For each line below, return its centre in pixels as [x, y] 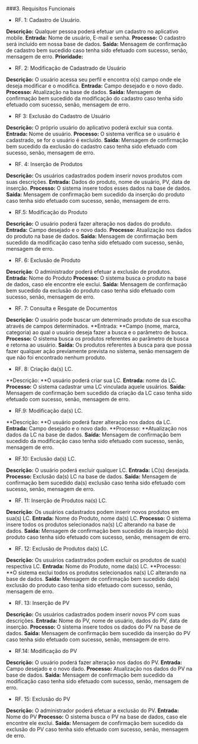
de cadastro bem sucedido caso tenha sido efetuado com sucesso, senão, [97, 50]
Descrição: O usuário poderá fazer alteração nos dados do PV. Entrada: [94, 662]
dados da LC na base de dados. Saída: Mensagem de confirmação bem [94, 435]
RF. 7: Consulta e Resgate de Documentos [66, 308]
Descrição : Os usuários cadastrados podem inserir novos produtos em [92, 512]
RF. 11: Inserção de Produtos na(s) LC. [61, 500]
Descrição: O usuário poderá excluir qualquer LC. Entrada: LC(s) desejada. [98, 470]
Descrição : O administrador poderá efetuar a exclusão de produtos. [89, 272]
